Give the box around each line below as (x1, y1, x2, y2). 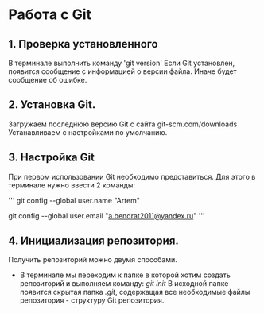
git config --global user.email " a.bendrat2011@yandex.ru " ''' (8, 211, 205, 220)
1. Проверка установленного (8, 37, 158, 51)
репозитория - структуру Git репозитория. (19, 296, 165, 305)
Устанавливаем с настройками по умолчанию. (8, 127, 168, 137)
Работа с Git (8, 6, 92, 24)
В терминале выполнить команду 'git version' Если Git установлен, (8, 58, 235, 68)
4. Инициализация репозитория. (8, 234, 179, 248)
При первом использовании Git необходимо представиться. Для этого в (8, 172, 256, 181)
